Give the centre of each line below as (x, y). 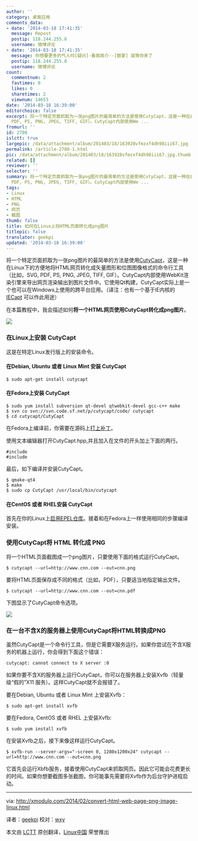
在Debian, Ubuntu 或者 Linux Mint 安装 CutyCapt (66, 366)
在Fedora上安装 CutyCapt (38, 393)
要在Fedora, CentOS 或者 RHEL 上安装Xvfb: (59, 717)
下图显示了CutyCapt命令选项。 (44, 602)
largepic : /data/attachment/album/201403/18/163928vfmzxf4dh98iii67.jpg (97, 144)
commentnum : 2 (29, 78)
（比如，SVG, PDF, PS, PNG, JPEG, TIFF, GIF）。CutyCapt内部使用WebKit (95, 275)
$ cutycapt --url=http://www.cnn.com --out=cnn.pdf (71, 591)
